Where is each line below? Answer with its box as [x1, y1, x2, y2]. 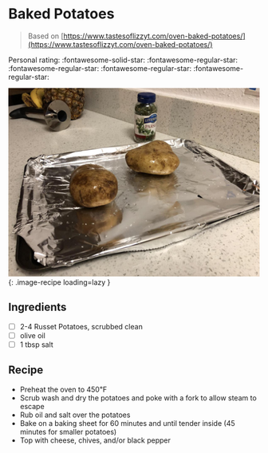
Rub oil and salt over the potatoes [19, 410, 131, 420]
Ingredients [8, 301, 67, 314]
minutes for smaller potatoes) [19, 427, 117, 436]
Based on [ [27, 31, 64, 41]
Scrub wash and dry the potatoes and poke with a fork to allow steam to [19, 392, 257, 403]
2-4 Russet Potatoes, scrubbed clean [19, 321, 144, 331]
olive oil [19, 330, 45, 340]
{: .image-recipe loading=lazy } [8, 277, 111, 287]
